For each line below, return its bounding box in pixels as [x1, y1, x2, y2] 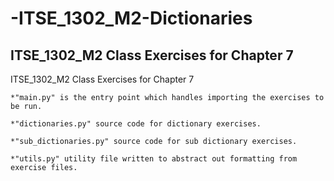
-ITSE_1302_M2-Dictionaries [10, 7, 253, 30]
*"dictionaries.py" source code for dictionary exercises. [10, 119, 262, 129]
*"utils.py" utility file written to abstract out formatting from [10, 154, 298, 164]
